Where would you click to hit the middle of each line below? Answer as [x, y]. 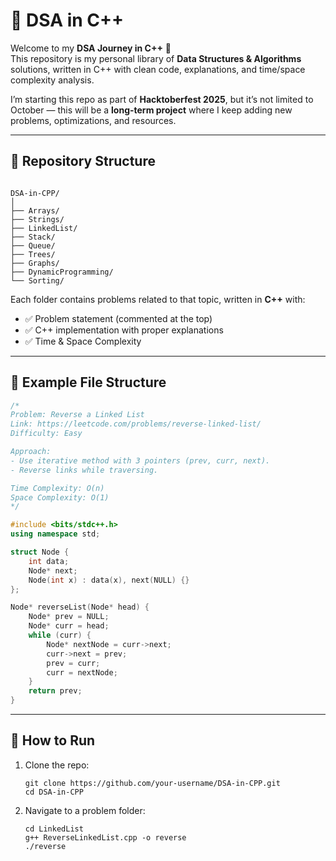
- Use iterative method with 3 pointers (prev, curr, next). [140, 460]
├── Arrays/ [35, 210]
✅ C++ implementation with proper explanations [124, 330]
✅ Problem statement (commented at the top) [118, 318]
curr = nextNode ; [82, 672]
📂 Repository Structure [83, 161]
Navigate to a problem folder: [85, 810]
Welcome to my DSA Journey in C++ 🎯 [91, 48]
